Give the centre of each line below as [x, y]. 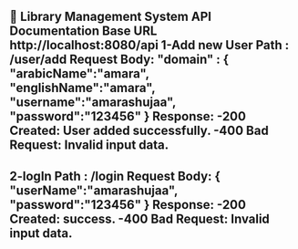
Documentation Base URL [83, 31]
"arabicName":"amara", [79, 74]
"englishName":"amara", [82, 88]
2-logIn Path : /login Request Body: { [115, 176]
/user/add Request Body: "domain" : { [119, 60]
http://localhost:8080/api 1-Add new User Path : [149, 45]
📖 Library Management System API [111, 17]
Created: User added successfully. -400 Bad [139, 131]
